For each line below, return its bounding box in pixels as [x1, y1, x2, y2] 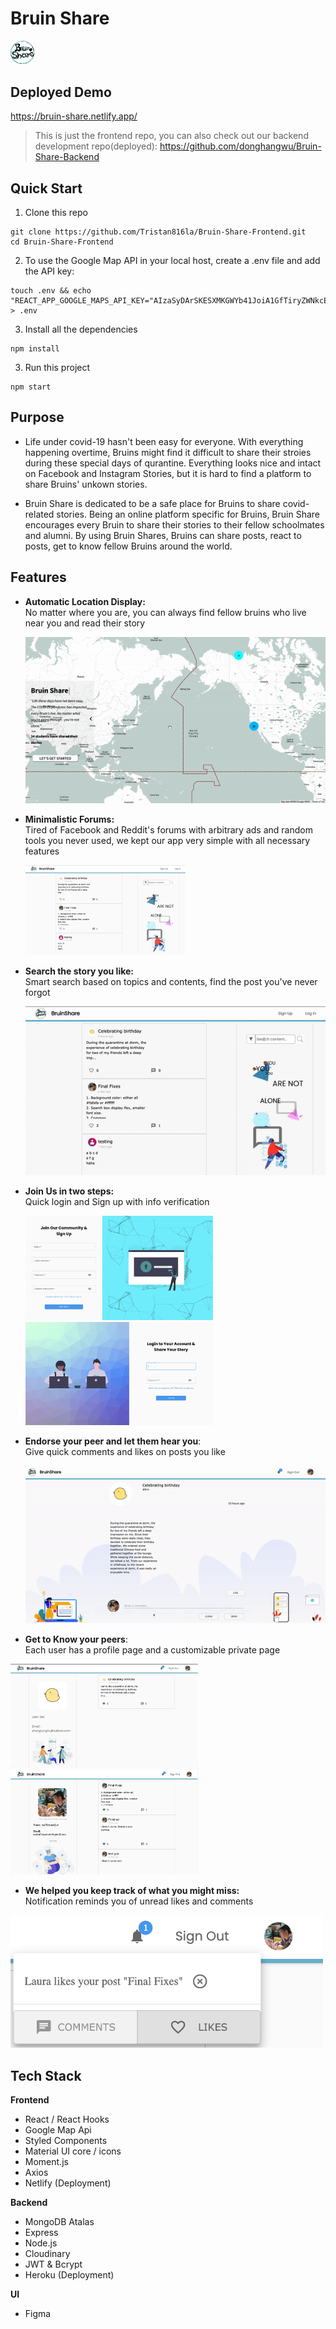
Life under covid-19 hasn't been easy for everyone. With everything [24, 435, 304, 447]
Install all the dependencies [24, 323, 138, 336]
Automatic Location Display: [24, 595, 146, 607]
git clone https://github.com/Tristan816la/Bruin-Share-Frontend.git [10, 227, 307, 237]
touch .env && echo [10, 286, 92, 296]
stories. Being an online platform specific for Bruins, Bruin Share [56, 508, 320, 520]
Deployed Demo [10, 83, 112, 101]
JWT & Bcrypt [24, 2258, 83, 2271]
